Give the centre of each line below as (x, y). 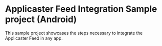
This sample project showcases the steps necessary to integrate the (74, 33)
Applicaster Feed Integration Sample (81, 9)
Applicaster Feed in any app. (34, 38)
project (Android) (41, 19)
